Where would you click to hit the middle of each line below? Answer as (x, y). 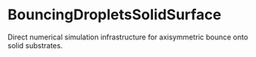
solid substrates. (35, 45)
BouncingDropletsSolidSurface (115, 15)
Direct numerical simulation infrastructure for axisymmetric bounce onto (128, 37)
